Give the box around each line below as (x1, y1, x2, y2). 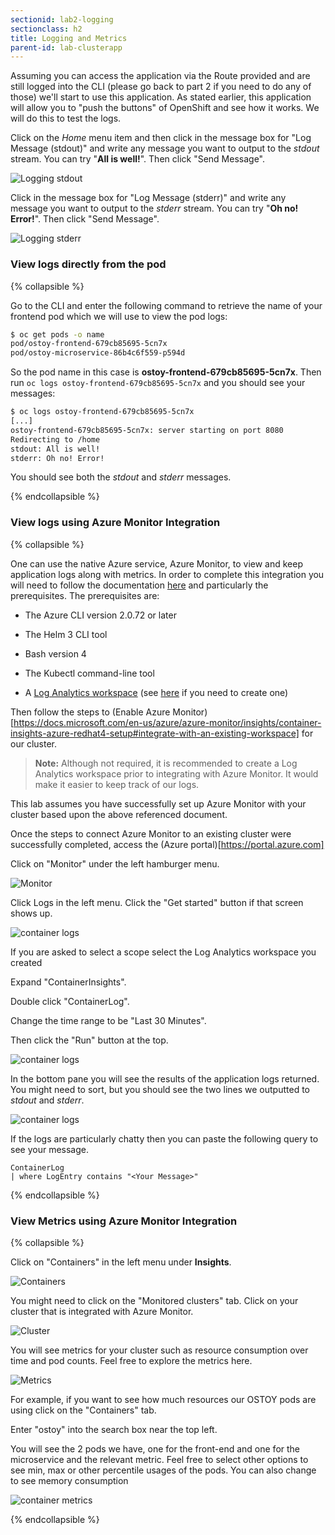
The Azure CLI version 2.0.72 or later (24, 609, 177, 621)
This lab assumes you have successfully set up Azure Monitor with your (10, 797, 307, 810)
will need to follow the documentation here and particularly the (10, 579, 269, 591)
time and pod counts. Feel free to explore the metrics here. (10, 1355, 253, 1367)
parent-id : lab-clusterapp (10, 42, 123, 53)
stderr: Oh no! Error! (10, 453, 105, 463)
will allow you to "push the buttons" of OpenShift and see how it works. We (10, 102, 320, 114)
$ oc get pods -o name (10, 329, 105, 340)
